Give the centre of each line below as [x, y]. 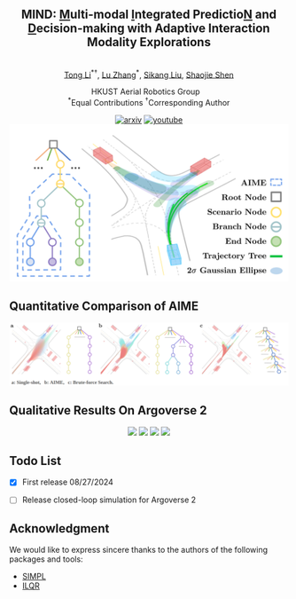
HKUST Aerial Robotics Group [146, 91]
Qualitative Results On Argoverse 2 [108, 410]
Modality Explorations [149, 42]
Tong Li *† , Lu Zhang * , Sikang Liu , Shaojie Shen [149, 74]
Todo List [35, 461]
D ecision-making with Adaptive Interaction [149, 29]
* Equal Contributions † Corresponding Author [149, 102]
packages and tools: [46, 559]
